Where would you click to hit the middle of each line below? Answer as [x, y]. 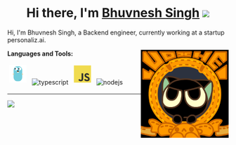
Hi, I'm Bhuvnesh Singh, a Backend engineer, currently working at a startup [116, 32]
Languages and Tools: [40, 53]
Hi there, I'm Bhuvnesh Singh [113, 13]
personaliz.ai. [27, 39]
